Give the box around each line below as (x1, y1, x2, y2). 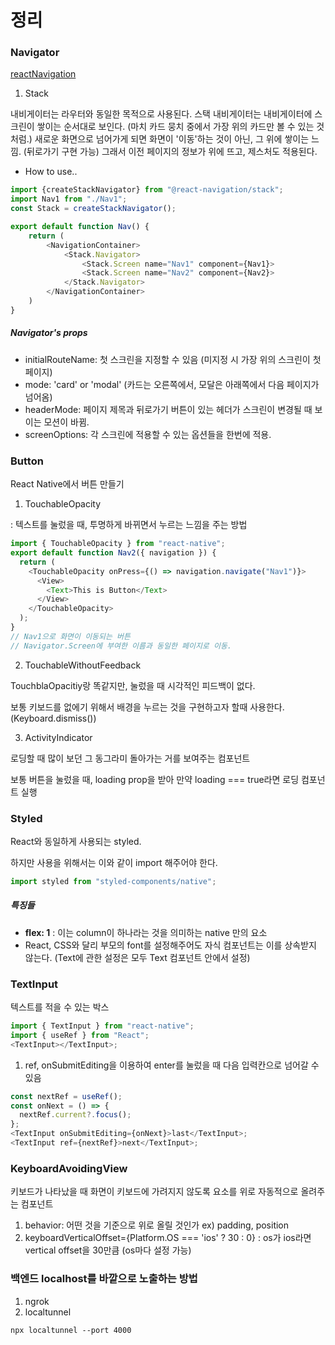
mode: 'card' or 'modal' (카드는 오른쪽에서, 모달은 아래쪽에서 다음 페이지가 (24, 378, 320, 390)
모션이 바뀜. (43, 416, 90, 428)
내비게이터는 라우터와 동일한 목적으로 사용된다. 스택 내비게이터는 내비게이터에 (10, 108, 313, 120)
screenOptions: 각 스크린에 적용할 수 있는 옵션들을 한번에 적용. (24, 428, 272, 440)
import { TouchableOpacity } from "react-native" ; (10, 539, 226, 549)
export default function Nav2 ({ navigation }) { (10, 548, 217, 558)
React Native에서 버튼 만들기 (10, 478, 125, 490)
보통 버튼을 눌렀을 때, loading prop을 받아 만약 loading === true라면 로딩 (10, 773, 300, 785)
